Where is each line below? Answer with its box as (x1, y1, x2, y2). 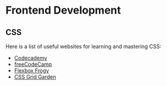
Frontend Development (5, 4, 121, 17)
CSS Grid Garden (14, 74, 57, 80)
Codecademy (14, 55, 47, 61)
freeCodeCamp (14, 60, 52, 68)
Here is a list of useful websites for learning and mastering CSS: (5, 43, 162, 50)
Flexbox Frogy (14, 67, 49, 74)
